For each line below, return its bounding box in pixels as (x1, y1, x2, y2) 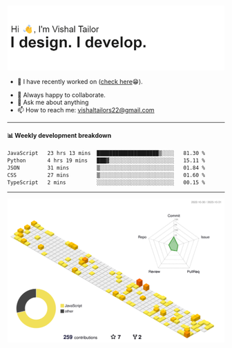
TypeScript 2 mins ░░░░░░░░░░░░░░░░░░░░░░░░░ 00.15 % (7, 178, 206, 186)
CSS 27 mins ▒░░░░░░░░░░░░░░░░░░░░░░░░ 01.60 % (7, 172, 206, 179)
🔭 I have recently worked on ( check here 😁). (17, 78, 143, 86)
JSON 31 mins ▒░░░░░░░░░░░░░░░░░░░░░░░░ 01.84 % (7, 165, 206, 172)
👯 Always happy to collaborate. (17, 91, 106, 99)
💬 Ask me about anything (17, 99, 89, 107)
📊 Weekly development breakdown (7, 131, 112, 139)
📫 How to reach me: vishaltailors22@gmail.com (17, 106, 155, 114)
